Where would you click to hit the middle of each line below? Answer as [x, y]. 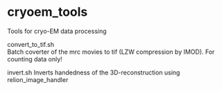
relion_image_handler [38, 79]
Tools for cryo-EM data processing [57, 31]
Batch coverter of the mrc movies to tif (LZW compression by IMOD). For [111, 52]
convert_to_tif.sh [31, 44]
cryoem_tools [48, 12]
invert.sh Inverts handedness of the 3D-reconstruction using [94, 72]
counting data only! [35, 59]
